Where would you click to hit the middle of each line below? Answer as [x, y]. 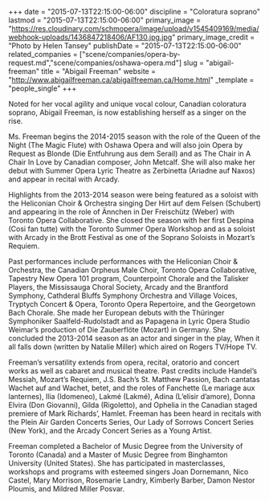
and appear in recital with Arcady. [64, 179]
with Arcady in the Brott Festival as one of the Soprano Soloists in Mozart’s [132, 237]
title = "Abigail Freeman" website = [99, 71]
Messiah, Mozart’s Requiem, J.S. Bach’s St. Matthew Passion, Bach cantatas [134, 379]
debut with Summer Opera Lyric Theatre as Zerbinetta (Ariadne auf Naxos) [132, 171]
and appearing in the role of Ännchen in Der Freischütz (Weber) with [122, 212]
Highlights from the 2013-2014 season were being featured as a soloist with [133, 195]
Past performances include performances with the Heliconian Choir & [123, 261]
